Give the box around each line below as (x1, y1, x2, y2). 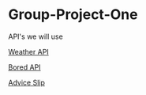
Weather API (8, 47, 49, 56)
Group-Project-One (8, 6, 138, 24)
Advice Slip (8, 78, 45, 87)
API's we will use (8, 32, 63, 41)
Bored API (8, 62, 41, 72)
